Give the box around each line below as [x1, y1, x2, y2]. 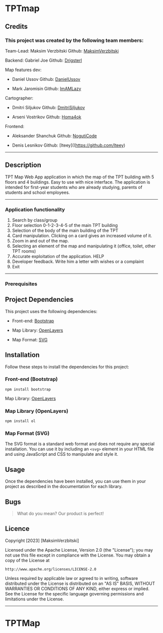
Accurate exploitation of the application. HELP [12, 253, 104, 259]
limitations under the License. [5, 596, 64, 602]
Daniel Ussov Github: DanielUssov [12, 76, 81, 82]
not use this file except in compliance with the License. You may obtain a [5, 552, 150, 558]
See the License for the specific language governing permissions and [5, 591, 144, 596]
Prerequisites [5, 280, 37, 287]
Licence [5, 524, 30, 533]
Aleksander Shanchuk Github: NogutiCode [12, 132, 97, 139]
